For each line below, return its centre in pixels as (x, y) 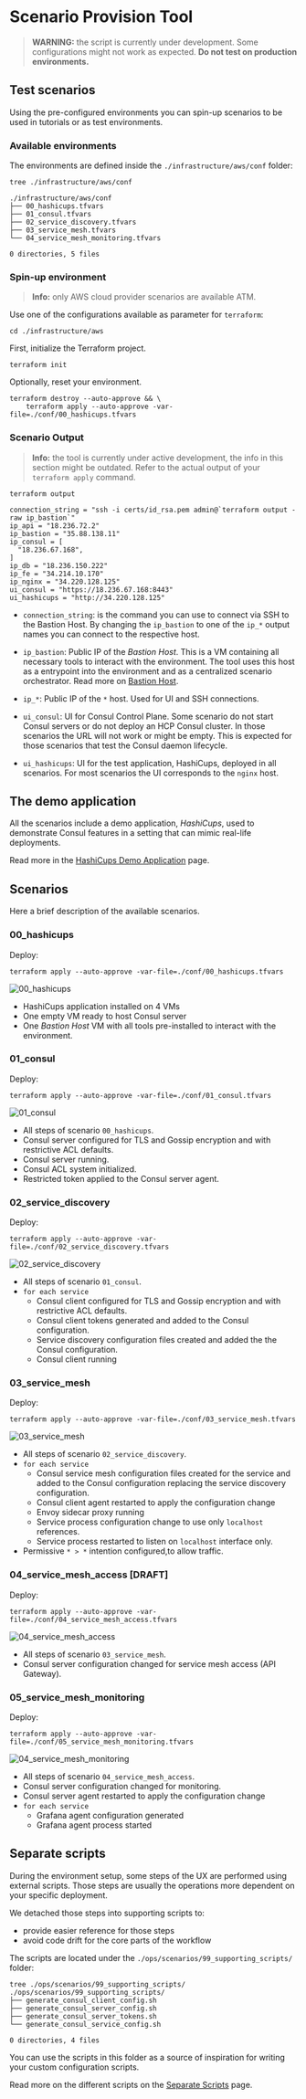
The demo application (73, 802)
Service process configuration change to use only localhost (150, 1522)
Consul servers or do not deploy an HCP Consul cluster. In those (144, 726)
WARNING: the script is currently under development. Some (145, 42)
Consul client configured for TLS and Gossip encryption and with (158, 1301)
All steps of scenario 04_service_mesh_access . (108, 1777)
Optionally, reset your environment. (76, 382)
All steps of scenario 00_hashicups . (88, 1130)
